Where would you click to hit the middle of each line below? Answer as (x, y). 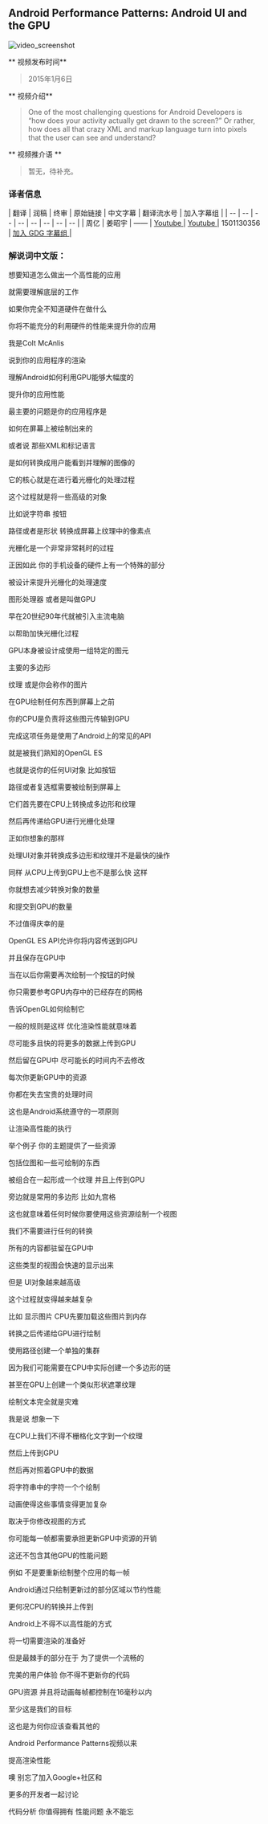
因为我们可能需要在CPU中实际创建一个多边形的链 (89, 1368)
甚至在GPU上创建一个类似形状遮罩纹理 (72, 1384)
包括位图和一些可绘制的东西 (54, 1163)
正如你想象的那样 (37, 838)
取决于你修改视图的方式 (47, 1521)
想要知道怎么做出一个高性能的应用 (65, 275)
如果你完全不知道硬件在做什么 (57, 309)
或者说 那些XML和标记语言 (52, 446)
